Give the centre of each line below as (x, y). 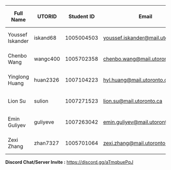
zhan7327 (47, 143)
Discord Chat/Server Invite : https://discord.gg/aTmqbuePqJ (69, 162)
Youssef (18, 34)
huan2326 (47, 80)
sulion (41, 101)
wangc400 (47, 59)
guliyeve (44, 122)
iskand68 (45, 38)
